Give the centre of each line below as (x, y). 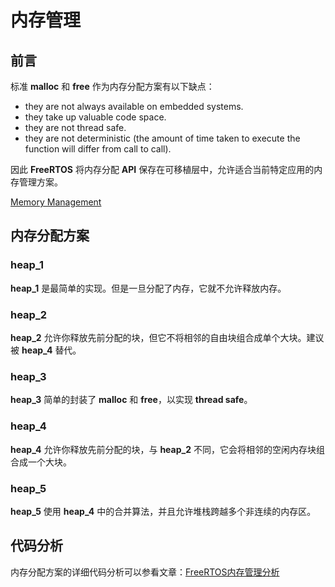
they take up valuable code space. (95, 117)
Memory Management (56, 202)
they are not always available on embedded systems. (134, 106)
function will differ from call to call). (98, 149)
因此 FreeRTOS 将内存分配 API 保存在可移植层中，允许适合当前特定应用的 (162, 169)
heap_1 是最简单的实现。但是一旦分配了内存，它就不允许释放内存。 (148, 288)
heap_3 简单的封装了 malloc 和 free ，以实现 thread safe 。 (131, 400)
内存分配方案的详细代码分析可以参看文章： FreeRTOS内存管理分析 (145, 572)
